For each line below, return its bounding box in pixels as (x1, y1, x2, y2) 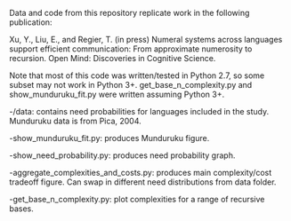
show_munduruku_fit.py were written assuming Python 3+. (9, 89, 225, 99)
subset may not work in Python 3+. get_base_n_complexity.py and (9, 80, 253, 90)
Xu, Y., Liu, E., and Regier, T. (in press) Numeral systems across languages (9, 35, 283, 44)
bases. (9, 203, 34, 214)
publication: (9, 17, 53, 28)
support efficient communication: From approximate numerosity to (9, 43, 253, 54)
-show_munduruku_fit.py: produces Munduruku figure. (9, 133, 210, 143)
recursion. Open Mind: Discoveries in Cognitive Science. (9, 53, 216, 63)
